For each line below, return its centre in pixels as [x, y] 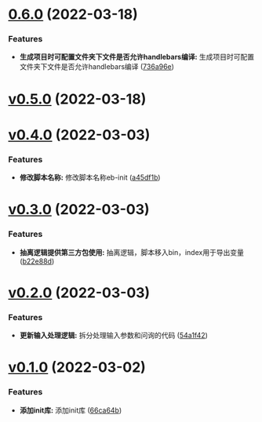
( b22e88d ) [37, 261]
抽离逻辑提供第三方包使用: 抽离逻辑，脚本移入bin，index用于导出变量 [132, 252]
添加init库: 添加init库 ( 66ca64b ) [71, 410]
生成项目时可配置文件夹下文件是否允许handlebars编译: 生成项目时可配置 [137, 57]
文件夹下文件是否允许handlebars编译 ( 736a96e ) [97, 67]
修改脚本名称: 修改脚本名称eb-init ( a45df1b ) [90, 177]
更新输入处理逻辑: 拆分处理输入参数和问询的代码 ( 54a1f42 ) [113, 336]
